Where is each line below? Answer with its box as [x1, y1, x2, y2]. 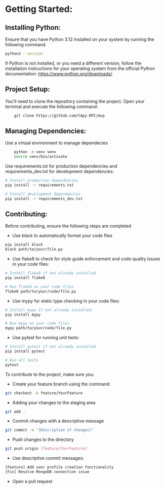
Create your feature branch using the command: [12, 381, 111, 387]
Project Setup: [5, 85, 50, 94]
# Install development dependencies [5, 191, 81, 196]
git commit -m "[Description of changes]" [5, 428, 94, 432]
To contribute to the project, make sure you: [5, 371, 95, 377]
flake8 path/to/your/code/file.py [5, 289, 77, 294]
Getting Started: [5, 3, 73, 15]
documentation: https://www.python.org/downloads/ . [5, 70, 114, 76]
